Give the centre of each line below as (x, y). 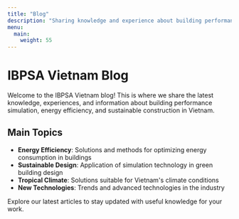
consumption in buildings (54, 157)
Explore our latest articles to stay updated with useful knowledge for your (115, 201)
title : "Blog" (28, 14)
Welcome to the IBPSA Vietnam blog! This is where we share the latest (111, 95)
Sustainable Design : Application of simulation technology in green (115, 165)
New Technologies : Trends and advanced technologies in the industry (121, 187)
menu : (15, 27)
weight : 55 (36, 41)
